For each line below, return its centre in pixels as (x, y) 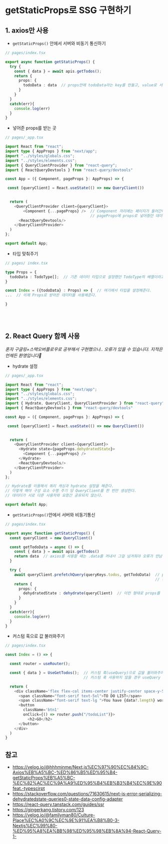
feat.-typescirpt (28, 788)
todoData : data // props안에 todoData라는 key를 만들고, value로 (90, 85)
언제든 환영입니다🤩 (23, 355)
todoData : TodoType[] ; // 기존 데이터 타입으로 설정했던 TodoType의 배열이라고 (87, 277)
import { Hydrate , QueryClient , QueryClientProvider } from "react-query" (85, 403)
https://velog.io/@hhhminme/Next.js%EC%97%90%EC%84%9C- (80, 767)
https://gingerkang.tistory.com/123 (48, 810)
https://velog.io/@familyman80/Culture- (54, 815)
